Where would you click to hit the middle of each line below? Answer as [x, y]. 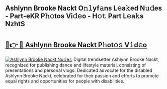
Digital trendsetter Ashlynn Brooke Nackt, [116, 59]
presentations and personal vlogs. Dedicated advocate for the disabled [79, 70]
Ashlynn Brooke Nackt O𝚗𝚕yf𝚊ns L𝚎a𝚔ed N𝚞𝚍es [84, 8]
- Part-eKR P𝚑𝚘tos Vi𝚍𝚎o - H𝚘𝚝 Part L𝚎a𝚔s [74, 16]
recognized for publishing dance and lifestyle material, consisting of [76, 65]
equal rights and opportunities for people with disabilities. [65, 81]
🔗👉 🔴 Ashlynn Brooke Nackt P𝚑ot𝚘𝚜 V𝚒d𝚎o [76, 45]
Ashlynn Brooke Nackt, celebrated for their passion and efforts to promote [82, 76]
